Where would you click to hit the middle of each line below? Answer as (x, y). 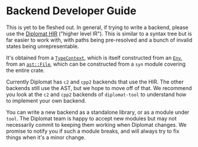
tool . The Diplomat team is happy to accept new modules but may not (92, 118)
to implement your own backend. (46, 100)
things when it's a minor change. (46, 137)
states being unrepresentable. (43, 46)
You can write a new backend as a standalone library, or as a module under (98, 112)
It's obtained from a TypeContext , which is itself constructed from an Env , (94, 57)
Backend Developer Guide (72, 11)
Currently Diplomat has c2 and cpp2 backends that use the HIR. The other (95, 82)
